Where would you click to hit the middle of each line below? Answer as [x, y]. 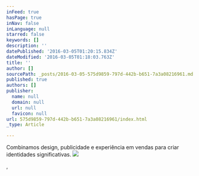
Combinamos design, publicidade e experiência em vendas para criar [93, 147]
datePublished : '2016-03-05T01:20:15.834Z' [62, 52]
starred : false [25, 35]
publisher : [20, 91]
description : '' [27, 46]
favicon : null [29, 113]
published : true [27, 80]
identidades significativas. [39, 155]
